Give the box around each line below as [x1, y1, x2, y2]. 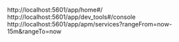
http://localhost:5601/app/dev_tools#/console [7, 13, 136, 21]
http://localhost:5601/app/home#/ [7, 6, 103, 14]
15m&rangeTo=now [7, 27, 62, 35]
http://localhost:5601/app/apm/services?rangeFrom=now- [7, 20, 172, 28]
